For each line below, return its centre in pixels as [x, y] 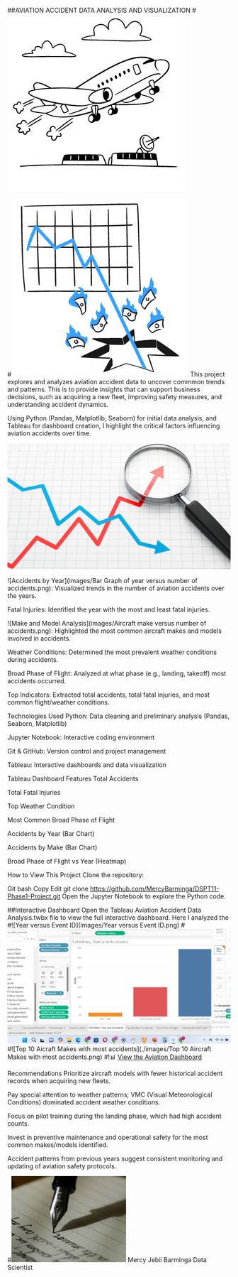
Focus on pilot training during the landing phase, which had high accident [114, 1116]
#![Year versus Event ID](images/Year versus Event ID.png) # [96, 925]
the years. [22, 595]
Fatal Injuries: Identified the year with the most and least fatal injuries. [109, 609]
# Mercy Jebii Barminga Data [107, 1259]
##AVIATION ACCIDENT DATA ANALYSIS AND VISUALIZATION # [102, 10]
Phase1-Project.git [34, 896]
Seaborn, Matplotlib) [37, 723]
